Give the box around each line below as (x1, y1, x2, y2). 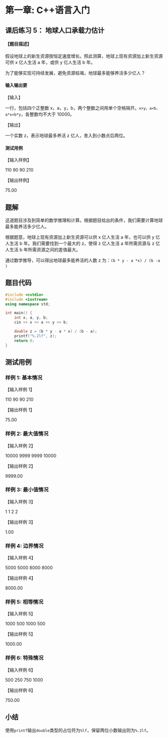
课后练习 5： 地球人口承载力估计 (5, 26, 105, 35)
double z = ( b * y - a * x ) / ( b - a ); (14, 329, 97, 334)
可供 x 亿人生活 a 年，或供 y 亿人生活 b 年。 (5, 59, 95, 65)
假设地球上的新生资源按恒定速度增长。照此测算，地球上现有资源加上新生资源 (5, 53, 163, 59)
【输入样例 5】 (5, 611, 36, 617)
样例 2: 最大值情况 (5, 430, 49, 437)
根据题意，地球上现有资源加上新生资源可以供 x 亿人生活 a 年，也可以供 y (5, 234, 155, 240)
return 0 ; (14, 338, 35, 343)
